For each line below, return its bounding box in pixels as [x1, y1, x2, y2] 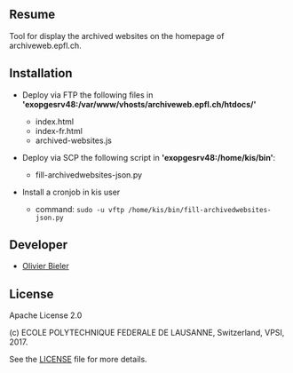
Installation [9, 66, 73, 81]
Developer [9, 237, 68, 252]
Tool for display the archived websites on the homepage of [9, 30, 225, 41]
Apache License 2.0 [9, 310, 83, 321]
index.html [35, 115, 74, 127]
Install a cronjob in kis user [21, 186, 121, 197]
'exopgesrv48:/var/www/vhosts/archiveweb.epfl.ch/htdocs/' [21, 99, 257, 109]
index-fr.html [35, 125, 83, 136]
